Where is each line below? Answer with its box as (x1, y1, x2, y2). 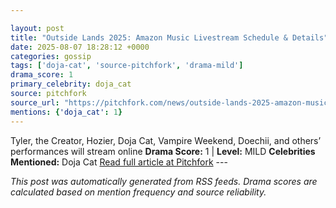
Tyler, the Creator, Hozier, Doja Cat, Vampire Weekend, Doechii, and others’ (10, 134, 322, 146)
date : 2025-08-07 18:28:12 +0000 (10, 42, 150, 52)
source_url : (10, 97, 60, 108)
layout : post (10, 23, 65, 33)
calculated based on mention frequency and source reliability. (10, 186, 267, 198)
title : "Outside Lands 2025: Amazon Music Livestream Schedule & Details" (10, 32, 329, 43)
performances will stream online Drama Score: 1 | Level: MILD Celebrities (10, 145, 316, 157)
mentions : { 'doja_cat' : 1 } (10, 107, 123, 117)
